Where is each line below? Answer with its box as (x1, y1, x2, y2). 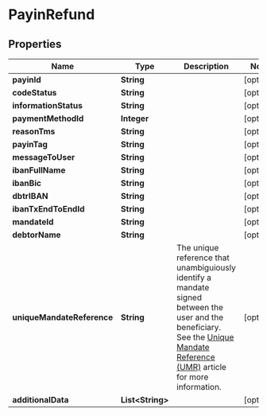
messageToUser (12, 152, 75, 162)
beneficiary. (176, 322, 222, 332)
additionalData (12, 395, 69, 405)
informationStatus (12, 100, 83, 111)
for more (176, 371, 209, 383)
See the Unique (176, 332, 234, 343)
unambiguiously (176, 262, 236, 273)
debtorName (12, 229, 61, 240)
